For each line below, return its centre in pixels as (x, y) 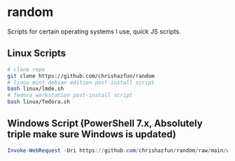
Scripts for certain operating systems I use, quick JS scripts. (94, 31)
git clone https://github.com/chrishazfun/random (81, 76)
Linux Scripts (37, 53)
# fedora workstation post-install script (70, 95)
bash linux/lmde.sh (36, 89)
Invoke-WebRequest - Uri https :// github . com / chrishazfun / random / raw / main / (117, 151)
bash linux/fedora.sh (39, 102)
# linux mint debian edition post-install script (81, 82)
